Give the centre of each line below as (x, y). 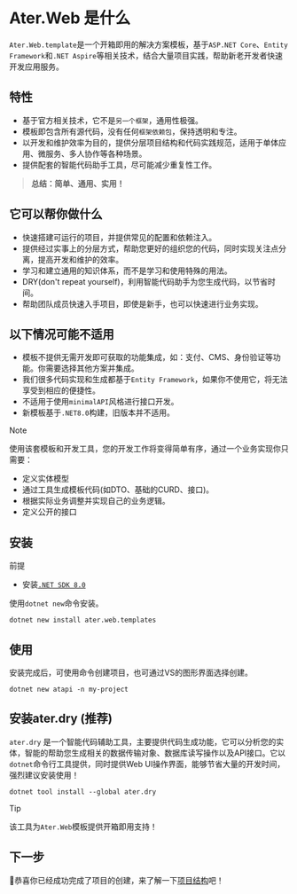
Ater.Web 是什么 (70, 18)
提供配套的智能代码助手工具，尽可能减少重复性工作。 (119, 164)
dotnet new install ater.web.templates (83, 620)
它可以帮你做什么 (56, 214)
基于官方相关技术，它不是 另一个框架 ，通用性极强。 (113, 120)
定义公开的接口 (49, 512)
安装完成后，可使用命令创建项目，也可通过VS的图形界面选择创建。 (131, 672)
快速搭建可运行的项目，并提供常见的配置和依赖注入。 (119, 237)
